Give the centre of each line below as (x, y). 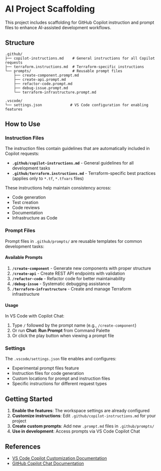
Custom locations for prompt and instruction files (61, 378)
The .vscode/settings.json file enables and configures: (61, 359)
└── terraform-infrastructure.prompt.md (55, 92)
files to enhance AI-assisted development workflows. (58, 27)
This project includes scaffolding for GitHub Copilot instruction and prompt (80, 22)
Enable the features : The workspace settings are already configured (81, 411)
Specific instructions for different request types (59, 384)
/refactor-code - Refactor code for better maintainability (69, 278)
